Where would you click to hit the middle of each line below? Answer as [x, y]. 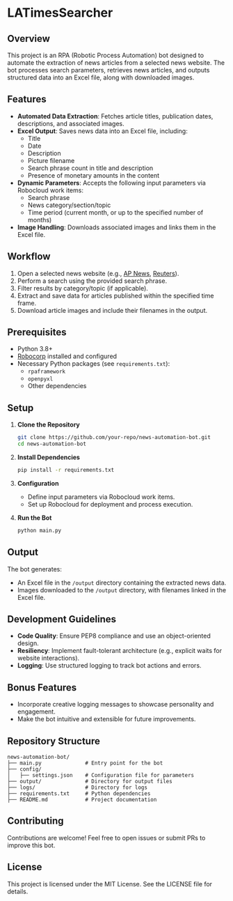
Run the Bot [34, 518]
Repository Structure [54, 741]
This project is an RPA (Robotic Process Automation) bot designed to [105, 55]
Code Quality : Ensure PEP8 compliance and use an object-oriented [114, 636]
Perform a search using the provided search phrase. [92, 281]
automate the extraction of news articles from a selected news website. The [116, 63]
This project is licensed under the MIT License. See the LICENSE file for [110, 884]
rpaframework [47, 372]
